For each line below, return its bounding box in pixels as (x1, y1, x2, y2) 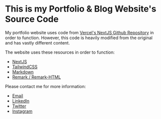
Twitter (12, 103, 27, 109)
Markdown (12, 69, 34, 74)
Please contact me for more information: (5, 83, 86, 89)
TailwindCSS (12, 64, 38, 70)
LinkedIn (12, 98, 30, 104)
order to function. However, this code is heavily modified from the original (5, 35, 153, 41)
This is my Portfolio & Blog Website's (5, 3, 157, 15)
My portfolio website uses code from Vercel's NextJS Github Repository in (5, 30, 154, 35)
